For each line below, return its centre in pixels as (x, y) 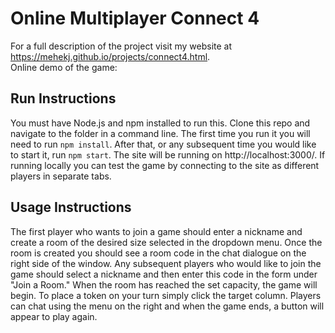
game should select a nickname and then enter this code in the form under (164, 274)
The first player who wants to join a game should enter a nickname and (156, 231)
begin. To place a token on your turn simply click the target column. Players (166, 295)
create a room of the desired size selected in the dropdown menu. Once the (166, 242)
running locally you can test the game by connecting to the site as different (165, 165)
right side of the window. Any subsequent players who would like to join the (166, 263)
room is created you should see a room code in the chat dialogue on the (158, 253)
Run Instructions (63, 98)
